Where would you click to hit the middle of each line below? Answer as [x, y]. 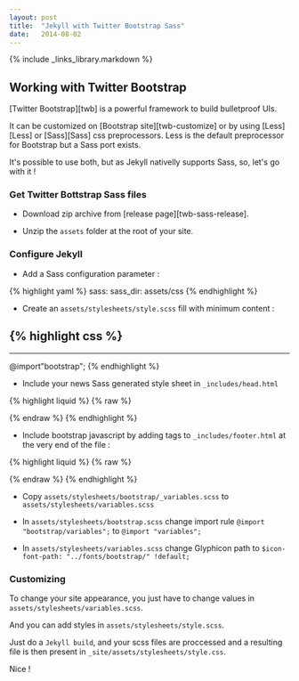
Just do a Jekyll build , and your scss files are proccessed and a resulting [146, 642]
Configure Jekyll [46, 255]
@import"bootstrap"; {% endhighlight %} [85, 366]
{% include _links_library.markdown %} [81, 60]
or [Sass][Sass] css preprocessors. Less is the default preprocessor [159, 135]
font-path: [42, 556]
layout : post [33, 17]
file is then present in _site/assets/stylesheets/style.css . [118, 652]
